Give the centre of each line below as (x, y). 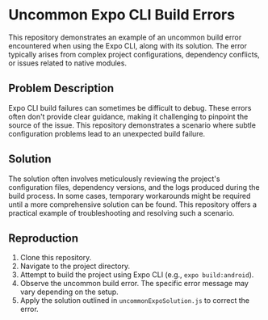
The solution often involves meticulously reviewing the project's (114, 179)
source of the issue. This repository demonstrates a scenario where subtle (132, 125)
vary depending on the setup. (69, 292)
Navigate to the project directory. (75, 266)
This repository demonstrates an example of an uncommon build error (125, 37)
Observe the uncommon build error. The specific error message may (134, 284)
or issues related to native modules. (68, 63)
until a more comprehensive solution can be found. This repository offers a (132, 204)
